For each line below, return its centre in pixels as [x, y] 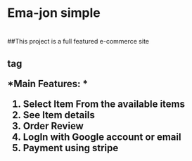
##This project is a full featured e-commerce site [78, 41]
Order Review [53, 125]
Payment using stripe [71, 148]
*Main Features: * [48, 83]
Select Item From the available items [104, 104]
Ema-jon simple [54, 13]
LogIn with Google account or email [102, 137]
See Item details [59, 115]
